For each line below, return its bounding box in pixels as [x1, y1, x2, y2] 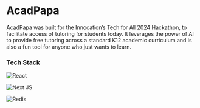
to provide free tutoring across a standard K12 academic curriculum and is [6, 36, 193, 44]
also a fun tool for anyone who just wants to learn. [6, 43, 132, 50]
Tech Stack [6, 58, 41, 67]
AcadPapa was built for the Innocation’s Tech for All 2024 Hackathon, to [6, 24, 187, 31]
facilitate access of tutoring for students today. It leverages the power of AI [6, 30, 195, 37]
